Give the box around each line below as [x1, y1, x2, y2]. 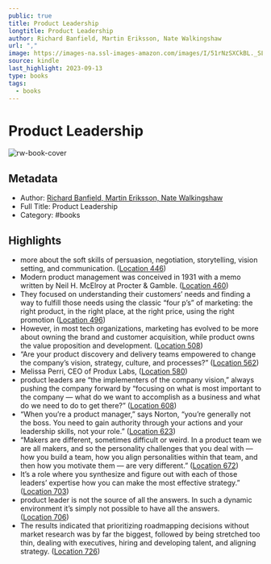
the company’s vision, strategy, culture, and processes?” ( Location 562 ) [19, 357, 260, 367]
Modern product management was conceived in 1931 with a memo [19, 272, 241, 282]
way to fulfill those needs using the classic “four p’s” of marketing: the [19, 298, 253, 307]
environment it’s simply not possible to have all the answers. [19, 503, 220, 513]
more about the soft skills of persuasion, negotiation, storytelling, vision [19, 255, 258, 265]
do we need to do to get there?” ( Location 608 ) [19, 400, 177, 410]
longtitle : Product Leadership [8, 27, 114, 35]
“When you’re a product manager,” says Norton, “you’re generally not [19, 409, 252, 419]
